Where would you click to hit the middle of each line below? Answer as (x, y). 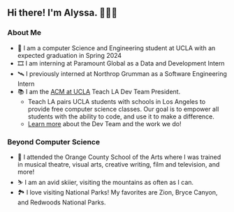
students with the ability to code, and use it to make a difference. (121, 116)
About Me (24, 33)
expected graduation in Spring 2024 (70, 55)
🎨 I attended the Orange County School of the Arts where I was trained (119, 157)
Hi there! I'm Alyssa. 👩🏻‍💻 (63, 13)
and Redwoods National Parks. (61, 202)
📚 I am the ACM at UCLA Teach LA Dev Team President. (99, 91)
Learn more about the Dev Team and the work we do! (104, 123)
